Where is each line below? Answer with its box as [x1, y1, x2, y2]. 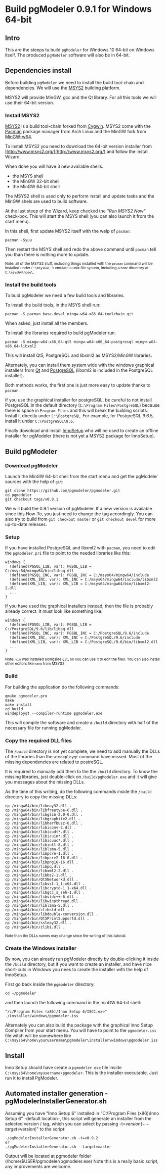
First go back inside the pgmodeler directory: [5, 981, 95, 987]
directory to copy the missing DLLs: [5, 793, 78, 800]
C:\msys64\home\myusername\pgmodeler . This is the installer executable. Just [5, 1070, 158, 1076]
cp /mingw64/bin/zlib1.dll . [5, 925, 65, 929]
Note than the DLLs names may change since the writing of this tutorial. [5, 933, 127, 938]
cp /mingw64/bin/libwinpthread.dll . [5, 898, 83, 904]
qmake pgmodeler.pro [5, 693, 48, 698]
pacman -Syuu [5, 238, 32, 243]
